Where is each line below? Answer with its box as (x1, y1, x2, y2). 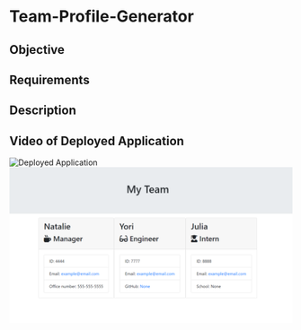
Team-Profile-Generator (9, 6, 195, 27)
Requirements (9, 72, 90, 87)
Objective (9, 42, 66, 57)
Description (9, 103, 76, 118)
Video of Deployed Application (9, 133, 184, 149)
